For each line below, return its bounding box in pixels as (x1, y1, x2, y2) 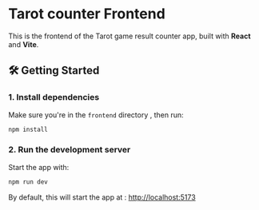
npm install (8, 125, 48, 133)
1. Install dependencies (8, 92, 100, 103)
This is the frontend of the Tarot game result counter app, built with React (8, 31, 251, 41)
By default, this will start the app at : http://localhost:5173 (8, 192, 196, 202)
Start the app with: (8, 162, 70, 172)
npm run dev (8, 177, 48, 186)
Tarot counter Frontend (8, 5, 165, 23)
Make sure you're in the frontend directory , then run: (8, 109, 184, 120)
